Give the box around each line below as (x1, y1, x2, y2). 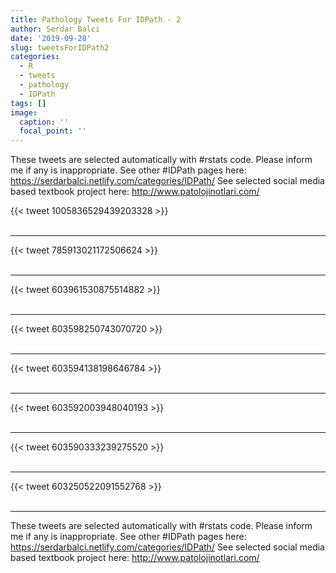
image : (10, 107, 38, 118)
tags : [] (10, 98, 47, 108)
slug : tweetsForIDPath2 (10, 42, 110, 53)
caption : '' (19, 117, 70, 127)
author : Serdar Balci (10, 24, 101, 34)
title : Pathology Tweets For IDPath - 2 (10, 14, 182, 25)
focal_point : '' (19, 126, 87, 136)
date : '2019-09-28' (10, 33, 92, 43)
